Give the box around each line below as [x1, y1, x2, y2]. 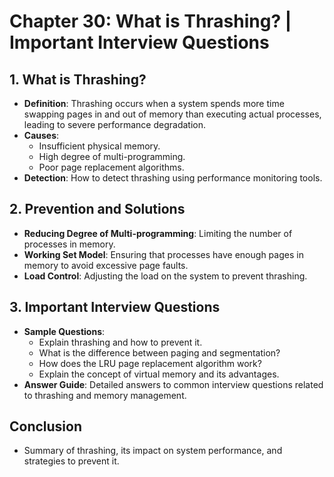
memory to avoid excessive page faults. [23, 259, 189, 271]
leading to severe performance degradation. [23, 119, 206, 130]
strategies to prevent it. [23, 455, 120, 467]
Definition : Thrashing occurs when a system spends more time [23, 98, 285, 109]
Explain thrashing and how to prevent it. [38, 336, 203, 348]
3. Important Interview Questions [9, 299, 221, 316]
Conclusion [9, 418, 83, 435]
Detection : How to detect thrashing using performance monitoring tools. [23, 172, 323, 184]
